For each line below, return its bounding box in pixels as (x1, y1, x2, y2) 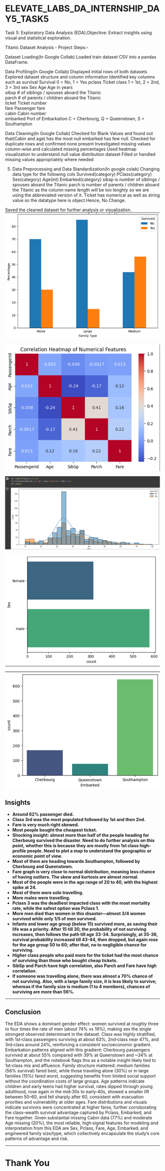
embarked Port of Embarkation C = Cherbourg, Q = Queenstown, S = (5, 115, 145, 121)
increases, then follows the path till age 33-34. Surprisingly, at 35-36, (12, 932, 158, 938)
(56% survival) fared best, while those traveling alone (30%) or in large (5, 1068, 149, 1074)
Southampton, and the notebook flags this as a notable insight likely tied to (5, 1057, 156, 1063)
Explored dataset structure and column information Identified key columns (5, 74, 155, 80)
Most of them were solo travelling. (12, 890, 84, 896)
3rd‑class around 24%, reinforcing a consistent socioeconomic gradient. (5, 1042, 152, 1048)
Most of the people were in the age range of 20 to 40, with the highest (12, 879, 158, 885)
